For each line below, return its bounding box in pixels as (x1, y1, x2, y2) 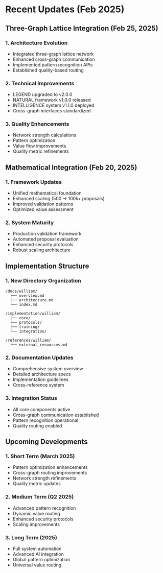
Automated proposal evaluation (12, 236, 79, 242)
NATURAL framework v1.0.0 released (12, 97, 91, 103)
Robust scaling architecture (12, 247, 71, 253)
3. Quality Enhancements (5, 121, 69, 128)
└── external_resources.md (10, 342, 67, 348)
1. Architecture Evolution (5, 39, 68, 46)
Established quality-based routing (12, 67, 84, 73)
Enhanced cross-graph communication (12, 56, 96, 62)
